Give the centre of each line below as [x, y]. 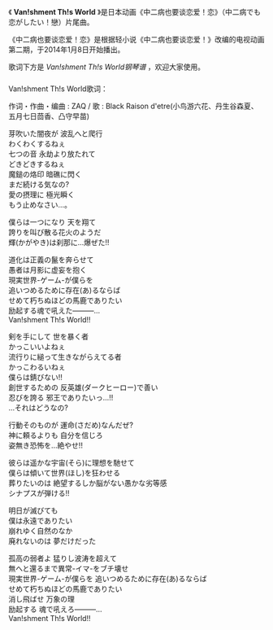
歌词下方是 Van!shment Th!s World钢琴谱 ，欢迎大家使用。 [107, 67]
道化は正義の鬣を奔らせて [51, 260]
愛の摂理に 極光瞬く [41, 195]
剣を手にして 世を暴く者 [49, 336]
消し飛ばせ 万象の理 [41, 599]
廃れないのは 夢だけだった [52, 540]
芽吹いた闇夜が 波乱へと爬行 [56, 133]
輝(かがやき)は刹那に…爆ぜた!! [59, 242]
